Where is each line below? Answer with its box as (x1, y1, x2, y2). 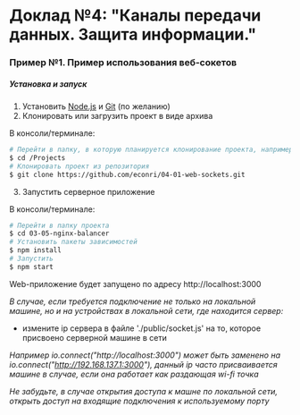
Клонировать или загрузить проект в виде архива (21, 111, 213, 122)
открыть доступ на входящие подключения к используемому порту (9, 395, 270, 406)
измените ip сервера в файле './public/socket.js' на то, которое (21, 323, 262, 334)
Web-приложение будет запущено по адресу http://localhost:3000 (9, 278, 262, 289)
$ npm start (9, 262, 54, 271)
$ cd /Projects (9, 153, 66, 162)
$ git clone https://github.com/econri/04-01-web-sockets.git (9, 170, 246, 179)
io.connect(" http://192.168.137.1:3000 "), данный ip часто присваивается (9, 359, 279, 369)
